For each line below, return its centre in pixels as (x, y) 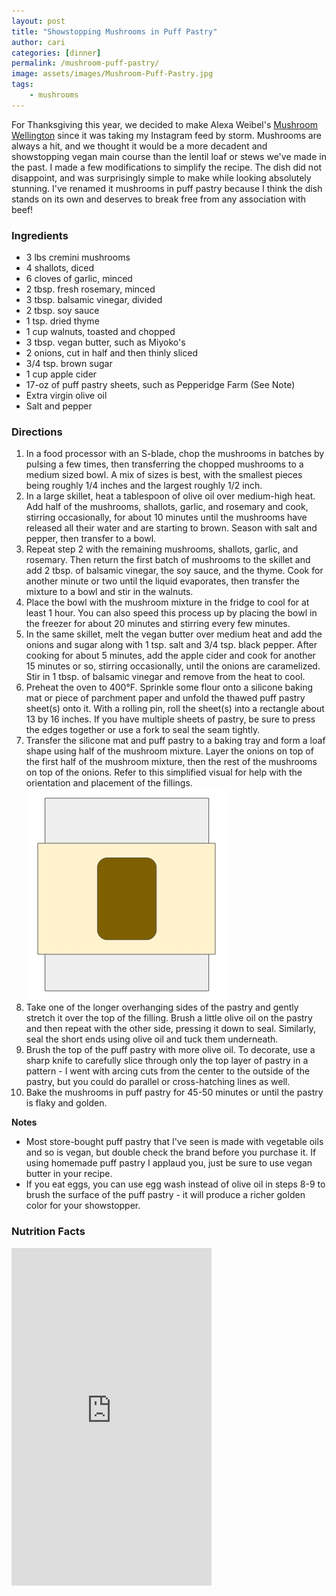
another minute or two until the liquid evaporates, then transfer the (162, 581)
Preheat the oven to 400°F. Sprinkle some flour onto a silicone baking (169, 687)
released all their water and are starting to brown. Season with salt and (171, 528)
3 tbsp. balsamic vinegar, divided (94, 300)
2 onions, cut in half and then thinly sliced (111, 353)
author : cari (38, 42)
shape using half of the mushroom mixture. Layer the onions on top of (169, 751)
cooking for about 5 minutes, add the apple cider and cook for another (170, 656)
